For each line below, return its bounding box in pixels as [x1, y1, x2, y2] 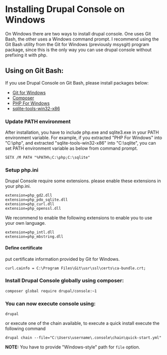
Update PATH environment [5, 118, 71, 125]
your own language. [5, 220, 46, 226]
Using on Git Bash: [5, 67, 64, 75]
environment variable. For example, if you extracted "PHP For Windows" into [5, 135, 163, 141]
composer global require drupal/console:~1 [5, 288, 97, 293]
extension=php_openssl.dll [5, 206, 61, 211]
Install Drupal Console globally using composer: [5, 277, 124, 284]
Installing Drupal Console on [5, 4, 125, 15]
